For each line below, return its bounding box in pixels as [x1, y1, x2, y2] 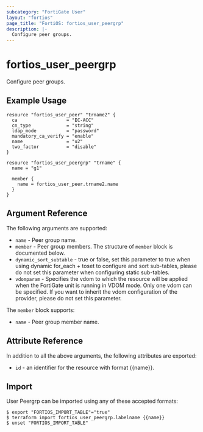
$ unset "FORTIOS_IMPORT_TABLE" [6, 420, 88, 427]
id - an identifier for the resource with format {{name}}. [15, 364, 154, 371]
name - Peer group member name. [15, 318, 99, 325]
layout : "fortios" [6, 15, 53, 21]
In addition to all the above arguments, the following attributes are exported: [6, 352, 197, 359]
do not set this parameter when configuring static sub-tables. [15, 269, 169, 276]
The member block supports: [6, 306, 75, 314]
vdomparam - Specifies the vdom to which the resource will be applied [15, 275, 188, 282]
